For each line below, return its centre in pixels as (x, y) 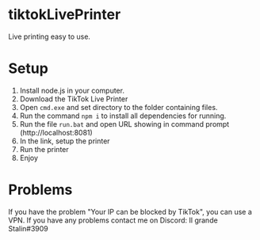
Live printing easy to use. (50, 36)
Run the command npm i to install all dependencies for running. (123, 116)
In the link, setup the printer (65, 141)
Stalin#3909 (29, 228)
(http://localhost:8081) (56, 132)
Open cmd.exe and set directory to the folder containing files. (119, 107)
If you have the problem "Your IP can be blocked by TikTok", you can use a (130, 211)
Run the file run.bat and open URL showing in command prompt (124, 124)
